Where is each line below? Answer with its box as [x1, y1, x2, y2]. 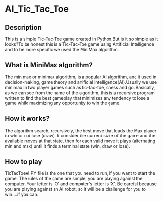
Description [5, 23, 42, 32]
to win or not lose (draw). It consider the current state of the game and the [5, 133, 156, 138]
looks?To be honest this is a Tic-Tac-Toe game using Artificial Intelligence [5, 41, 154, 47]
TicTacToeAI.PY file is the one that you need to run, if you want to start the [5, 170, 156, 176]
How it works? [5, 114, 50, 123]
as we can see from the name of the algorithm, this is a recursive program [5, 90, 155, 96]
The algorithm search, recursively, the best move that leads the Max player [5, 127, 157, 134]
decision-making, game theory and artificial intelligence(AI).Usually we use [5, 79, 157, 85]
